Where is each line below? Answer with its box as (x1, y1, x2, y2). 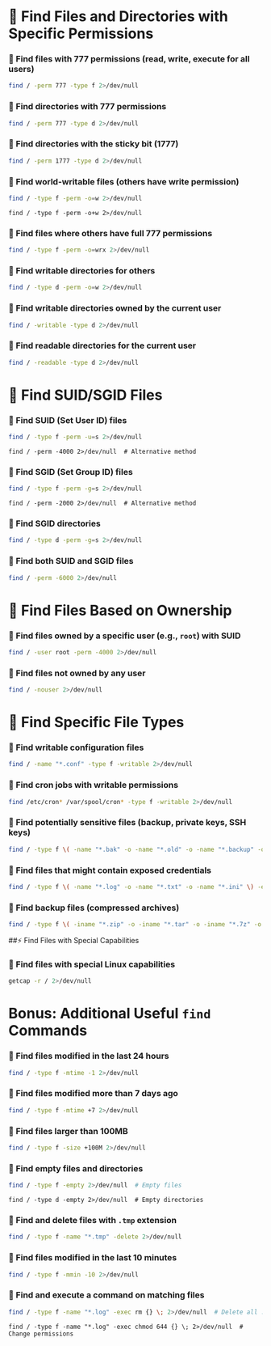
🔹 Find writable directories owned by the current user (8, 303, 222, 314)
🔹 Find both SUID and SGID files (8, 556, 134, 567)
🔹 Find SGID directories (8, 518, 101, 529)
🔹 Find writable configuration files (8, 742, 144, 753)
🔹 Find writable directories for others (8, 265, 156, 276)
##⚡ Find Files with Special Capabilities (8, 936, 140, 946)
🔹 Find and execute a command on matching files (8, 1289, 205, 1301)
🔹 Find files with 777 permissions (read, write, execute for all (8, 53, 250, 65)
